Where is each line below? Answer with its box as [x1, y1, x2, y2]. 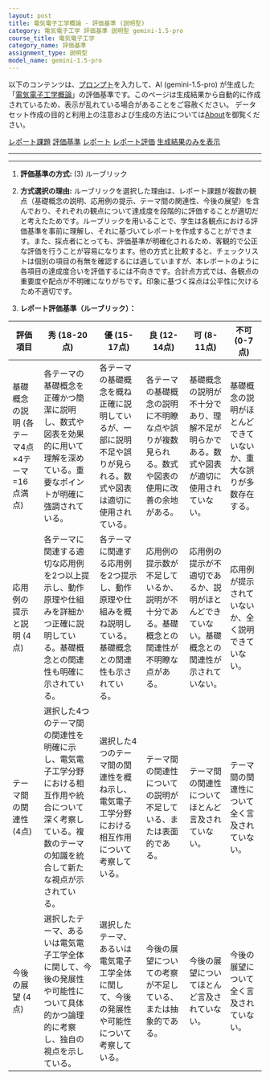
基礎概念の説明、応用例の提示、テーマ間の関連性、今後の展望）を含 [34, 196, 260, 206]
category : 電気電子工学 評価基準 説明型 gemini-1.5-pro [8, 26, 183, 35]
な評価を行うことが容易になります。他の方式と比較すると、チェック [19, 246, 245, 255]
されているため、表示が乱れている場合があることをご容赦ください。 [8, 100, 234, 109]
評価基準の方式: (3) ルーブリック [19, 169, 128, 178]
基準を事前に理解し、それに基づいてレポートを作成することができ [27, 226, 246, 235]
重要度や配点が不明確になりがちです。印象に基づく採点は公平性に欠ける [19, 276, 260, 286]
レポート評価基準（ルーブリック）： [19, 303, 137, 313]
